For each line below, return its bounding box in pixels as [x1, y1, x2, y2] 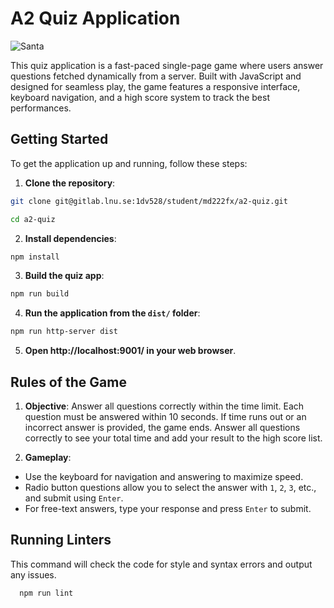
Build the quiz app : [24, 270, 105, 282]
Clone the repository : [24, 177, 116, 189]
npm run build [10, 289, 70, 299]
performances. [10, 102, 72, 114]
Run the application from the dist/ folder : [24, 307, 201, 319]
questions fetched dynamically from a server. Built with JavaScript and [10, 70, 302, 82]
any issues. [10, 568, 57, 581]
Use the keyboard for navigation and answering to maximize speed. [24, 470, 304, 482]
